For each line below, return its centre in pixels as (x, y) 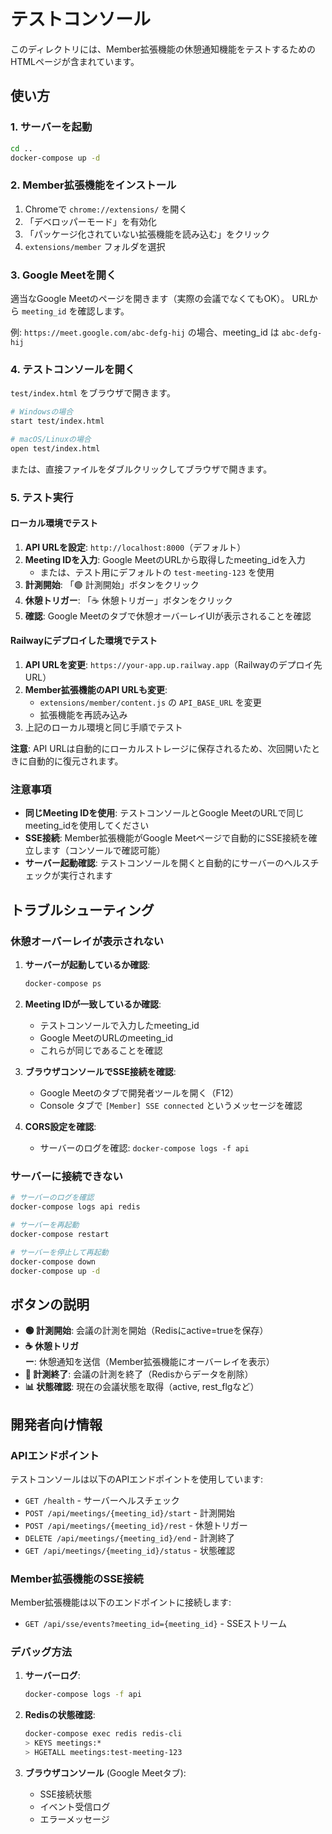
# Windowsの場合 (42, 412)
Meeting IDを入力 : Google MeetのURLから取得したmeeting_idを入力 (165, 559)
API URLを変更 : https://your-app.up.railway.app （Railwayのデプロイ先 (173, 665)
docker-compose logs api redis (75, 1207)
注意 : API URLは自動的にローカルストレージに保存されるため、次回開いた (161, 749)
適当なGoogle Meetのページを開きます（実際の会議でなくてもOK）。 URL (160, 298)
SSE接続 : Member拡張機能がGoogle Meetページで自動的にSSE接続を (166, 838)
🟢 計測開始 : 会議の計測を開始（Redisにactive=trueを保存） (146, 1331)
